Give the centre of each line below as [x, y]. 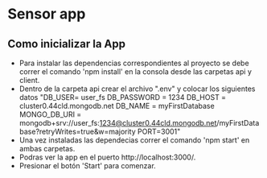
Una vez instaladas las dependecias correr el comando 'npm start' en [134, 140]
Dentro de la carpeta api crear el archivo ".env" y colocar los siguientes [137, 89]
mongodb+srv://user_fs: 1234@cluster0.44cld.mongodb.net [118, 123]
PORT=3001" [159, 131]
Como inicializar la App [67, 44]
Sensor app [47, 14]
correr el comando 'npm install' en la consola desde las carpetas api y [136, 72]
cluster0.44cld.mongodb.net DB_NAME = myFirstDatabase [117, 106]
